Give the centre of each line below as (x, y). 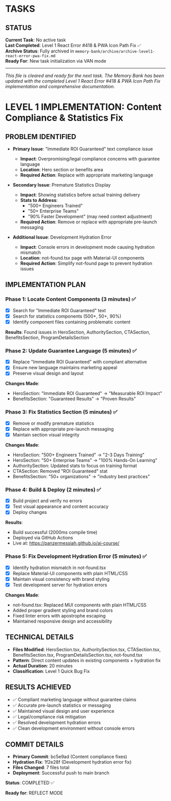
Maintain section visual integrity (46, 434)
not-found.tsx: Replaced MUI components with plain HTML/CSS (79, 605)
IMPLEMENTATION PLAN (46, 285)
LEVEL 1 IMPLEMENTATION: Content (83, 107)
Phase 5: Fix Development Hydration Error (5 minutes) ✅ (76, 556)
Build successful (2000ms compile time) (55, 532)
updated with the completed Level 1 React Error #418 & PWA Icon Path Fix (83, 81)
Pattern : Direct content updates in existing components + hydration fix (87, 660)
